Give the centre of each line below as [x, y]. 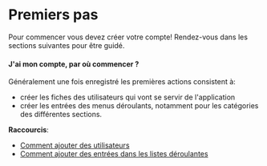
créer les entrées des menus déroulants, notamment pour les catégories [139, 106]
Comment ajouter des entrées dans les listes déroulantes [114, 154]
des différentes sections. [61, 115]
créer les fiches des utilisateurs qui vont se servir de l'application [127, 97]
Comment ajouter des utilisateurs [75, 145]
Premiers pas [53, 15]
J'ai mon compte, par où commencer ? [74, 64]
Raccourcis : [29, 130]
